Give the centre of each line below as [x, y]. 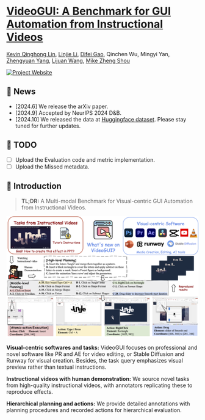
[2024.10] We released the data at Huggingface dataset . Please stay [101, 119]
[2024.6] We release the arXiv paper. [62, 106]
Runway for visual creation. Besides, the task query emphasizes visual [95, 360]
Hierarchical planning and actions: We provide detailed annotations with [98, 404]
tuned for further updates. [48, 126]
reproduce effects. [30, 391]
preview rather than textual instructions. [56, 367]
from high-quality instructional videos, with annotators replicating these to [99, 385]
